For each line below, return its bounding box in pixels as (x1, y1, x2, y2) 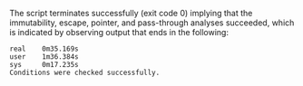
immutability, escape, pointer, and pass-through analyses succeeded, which (9, 17, 295, 28)
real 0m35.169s (9, 44, 79, 53)
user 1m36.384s (9, 53, 79, 62)
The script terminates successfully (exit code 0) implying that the (9, 8, 253, 18)
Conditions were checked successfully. (9, 68, 161, 77)
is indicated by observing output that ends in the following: (9, 27, 230, 37)
